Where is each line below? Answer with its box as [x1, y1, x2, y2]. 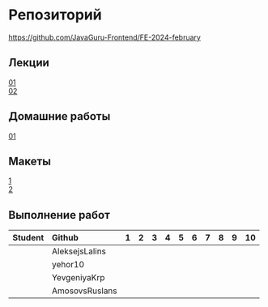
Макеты [8, 154, 51, 168]
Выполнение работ [8, 208, 111, 222]
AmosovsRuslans [51, 285, 117, 296]
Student [12, 232, 45, 244]
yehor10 [51, 259, 85, 271]
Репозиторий [8, 6, 103, 24]
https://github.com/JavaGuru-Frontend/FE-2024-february [8, 32, 201, 42]
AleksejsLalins [51, 245, 107, 257]
